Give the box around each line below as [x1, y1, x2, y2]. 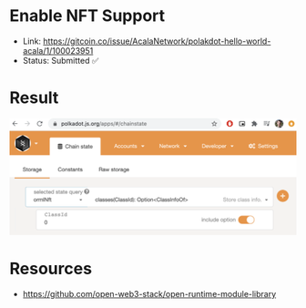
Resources [9, 259, 93, 279]
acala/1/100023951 [22, 45, 94, 56]
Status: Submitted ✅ [22, 55, 99, 66]
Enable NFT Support [9, 5, 166, 26]
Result [9, 87, 59, 108]
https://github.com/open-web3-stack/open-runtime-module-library [22, 289, 277, 300]
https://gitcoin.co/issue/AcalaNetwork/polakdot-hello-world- [43, 36, 271, 46]
